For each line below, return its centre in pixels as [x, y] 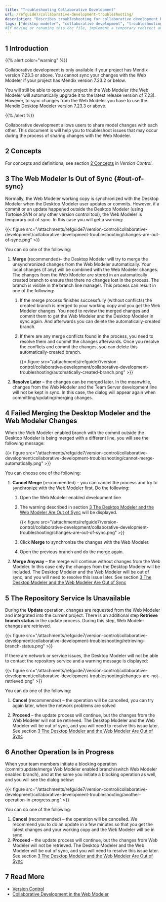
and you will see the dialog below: [40, 780]
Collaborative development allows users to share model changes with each [82, 125]
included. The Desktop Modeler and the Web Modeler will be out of [81, 572]
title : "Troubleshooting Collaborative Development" [61, 10]
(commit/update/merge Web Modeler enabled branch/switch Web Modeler [81, 769]
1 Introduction [27, 48]
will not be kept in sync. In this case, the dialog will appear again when [84, 392]
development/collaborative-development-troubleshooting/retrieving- [75, 641]
